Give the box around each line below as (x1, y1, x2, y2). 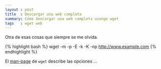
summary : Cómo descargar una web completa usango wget (5, 16, 119, 21)
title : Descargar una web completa (5, 12, 82, 17)
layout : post (5, 7, 34, 12)
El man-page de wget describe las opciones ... (5, 58, 98, 64)
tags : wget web (5, 21, 42, 26)
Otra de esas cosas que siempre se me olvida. (5, 34, 99, 40)
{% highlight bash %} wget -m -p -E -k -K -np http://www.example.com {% (5, 44, 157, 49)
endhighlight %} (5, 49, 38, 55)
